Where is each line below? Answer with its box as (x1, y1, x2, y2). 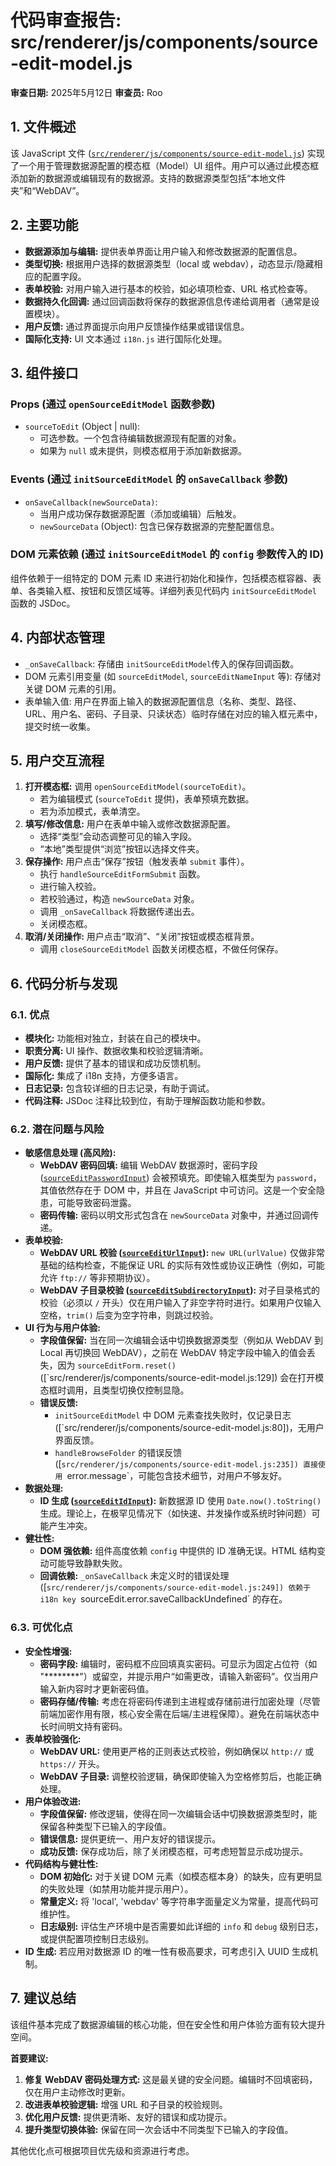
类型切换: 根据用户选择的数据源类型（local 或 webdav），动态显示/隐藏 (24, 257, 315, 270)
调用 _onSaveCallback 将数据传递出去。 (39, 906, 200, 918)
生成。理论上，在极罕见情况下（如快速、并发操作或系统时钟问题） (39, 1507, 312, 1520)
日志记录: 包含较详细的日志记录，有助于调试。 (24, 1082, 215, 1095)
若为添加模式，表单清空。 (39, 806, 146, 818)
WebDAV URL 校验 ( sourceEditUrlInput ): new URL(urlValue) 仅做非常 (39, 1247, 325, 1259)
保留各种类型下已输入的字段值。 (39, 1820, 172, 1832)
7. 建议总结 (10, 1990, 77, 2007)
